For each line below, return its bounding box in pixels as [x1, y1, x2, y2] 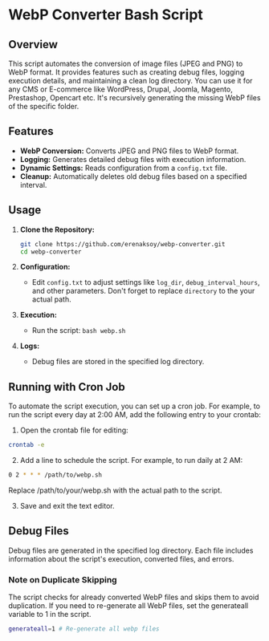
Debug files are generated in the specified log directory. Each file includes [8, 546, 254, 555]
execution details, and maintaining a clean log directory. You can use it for [8, 76, 253, 85]
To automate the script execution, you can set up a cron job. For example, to [8, 401, 261, 411]
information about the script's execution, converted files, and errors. [8, 554, 234, 563]
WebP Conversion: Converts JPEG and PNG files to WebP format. [19, 146, 239, 156]
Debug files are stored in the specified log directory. [31, 357, 205, 367]
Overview [8, 38, 59, 51]
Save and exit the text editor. [19, 501, 115, 510]
